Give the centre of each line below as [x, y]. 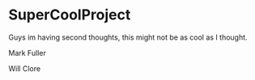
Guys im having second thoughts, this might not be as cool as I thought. [128, 37]
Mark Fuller [27, 53]
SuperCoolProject [70, 15]
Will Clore [25, 68]
